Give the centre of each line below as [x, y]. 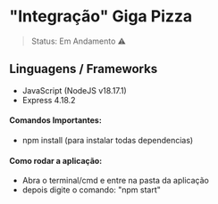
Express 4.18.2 [49, 100]
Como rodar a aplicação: [56, 160]
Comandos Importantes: [56, 120]
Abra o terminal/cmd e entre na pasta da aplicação [116, 181]
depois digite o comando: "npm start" [91, 190]
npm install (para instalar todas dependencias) [108, 140]
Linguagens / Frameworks [84, 69]
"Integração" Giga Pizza [101, 16]
